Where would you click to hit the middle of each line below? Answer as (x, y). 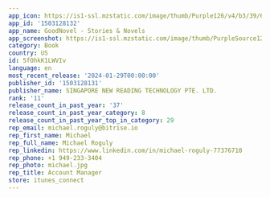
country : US (28, 53)
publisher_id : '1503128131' (55, 83)
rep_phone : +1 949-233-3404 (55, 158)
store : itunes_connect (46, 181)
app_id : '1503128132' (45, 23)
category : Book (34, 46)
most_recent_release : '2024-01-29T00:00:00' (84, 76)
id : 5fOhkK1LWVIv (37, 61)
